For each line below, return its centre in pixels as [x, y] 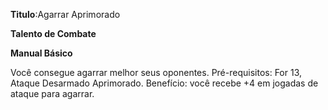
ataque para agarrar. [52, 93]
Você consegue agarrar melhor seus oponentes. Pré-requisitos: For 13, [156, 72]
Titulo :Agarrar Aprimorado [65, 14]
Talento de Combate [53, 33]
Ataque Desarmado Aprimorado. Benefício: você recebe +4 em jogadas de [164, 83]
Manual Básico [41, 53]
